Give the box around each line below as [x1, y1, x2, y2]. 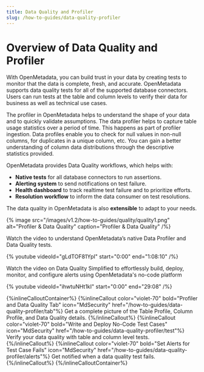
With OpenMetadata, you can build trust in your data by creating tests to [6, 74, 187, 81]
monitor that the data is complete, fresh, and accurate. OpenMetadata [6, 80, 181, 88]
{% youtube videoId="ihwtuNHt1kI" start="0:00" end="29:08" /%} [6, 283, 172, 291]
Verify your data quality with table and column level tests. [6, 334, 150, 341]
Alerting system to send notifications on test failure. [15, 180, 147, 187]
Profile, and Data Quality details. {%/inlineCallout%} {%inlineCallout [6, 314, 176, 322]
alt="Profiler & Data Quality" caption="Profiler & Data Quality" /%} [6, 223, 171, 230]
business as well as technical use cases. [6, 100, 107, 107]
